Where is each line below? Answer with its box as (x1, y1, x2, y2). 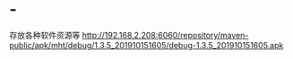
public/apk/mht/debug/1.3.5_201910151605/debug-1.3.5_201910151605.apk (9, 39, 284, 50)
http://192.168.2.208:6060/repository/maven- (82, 29, 249, 40)
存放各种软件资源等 (9, 29, 81, 40)
